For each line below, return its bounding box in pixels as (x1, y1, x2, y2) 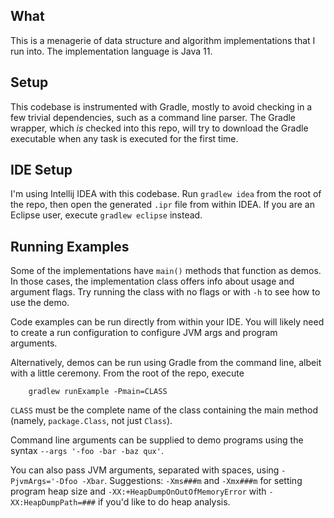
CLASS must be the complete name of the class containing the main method (10, 404, 319, 416)
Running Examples (10, 238, 130, 255)
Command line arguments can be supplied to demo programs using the (10, 434, 304, 446)
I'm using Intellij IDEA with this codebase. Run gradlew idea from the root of (10, 188, 322, 200)
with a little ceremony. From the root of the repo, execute (10, 367, 245, 379)
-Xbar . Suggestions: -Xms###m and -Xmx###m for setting (81, 475, 303, 487)
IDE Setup (10, 162, 73, 179)
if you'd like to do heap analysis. (97, 496, 231, 508)
